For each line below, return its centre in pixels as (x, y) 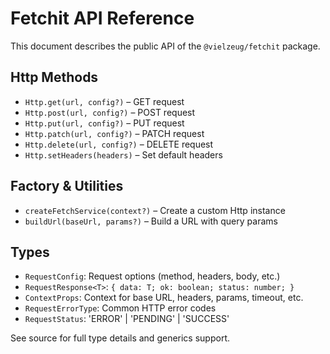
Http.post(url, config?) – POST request (110, 112)
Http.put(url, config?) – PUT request (104, 123)
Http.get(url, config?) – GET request (104, 101)
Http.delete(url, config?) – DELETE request (119, 144)
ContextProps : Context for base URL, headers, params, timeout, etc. (164, 298)
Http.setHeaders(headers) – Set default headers (123, 154)
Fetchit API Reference (102, 18)
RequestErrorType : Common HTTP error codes (120, 308)
